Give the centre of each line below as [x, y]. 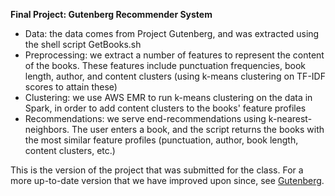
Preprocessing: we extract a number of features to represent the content [174, 55]
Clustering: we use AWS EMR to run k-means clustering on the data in [168, 97]
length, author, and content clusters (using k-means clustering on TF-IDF [175, 76]
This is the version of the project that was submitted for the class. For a [157, 170]
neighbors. [47, 129]
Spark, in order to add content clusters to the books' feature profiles [165, 108]
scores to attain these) [71, 87]
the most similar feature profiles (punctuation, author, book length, [161, 140]
